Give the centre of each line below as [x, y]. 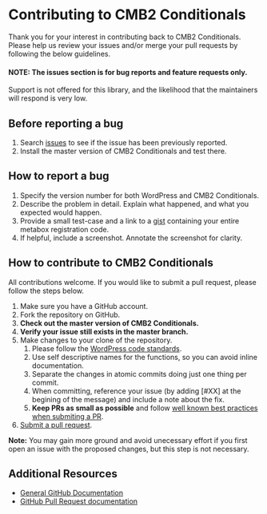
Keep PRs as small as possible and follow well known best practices [145, 408]
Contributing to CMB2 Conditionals [127, 15]
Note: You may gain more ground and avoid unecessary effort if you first [128, 440]
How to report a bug [59, 176]
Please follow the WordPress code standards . [107, 348]
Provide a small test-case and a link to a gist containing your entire [130, 220]
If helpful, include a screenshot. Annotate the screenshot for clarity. [131, 238]
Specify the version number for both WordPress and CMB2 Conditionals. [139, 195]
